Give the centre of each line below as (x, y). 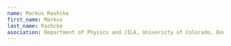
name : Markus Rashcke (38, 13)
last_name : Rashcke (35, 26)
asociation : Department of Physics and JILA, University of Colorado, (110, 32)
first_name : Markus (35, 20)
